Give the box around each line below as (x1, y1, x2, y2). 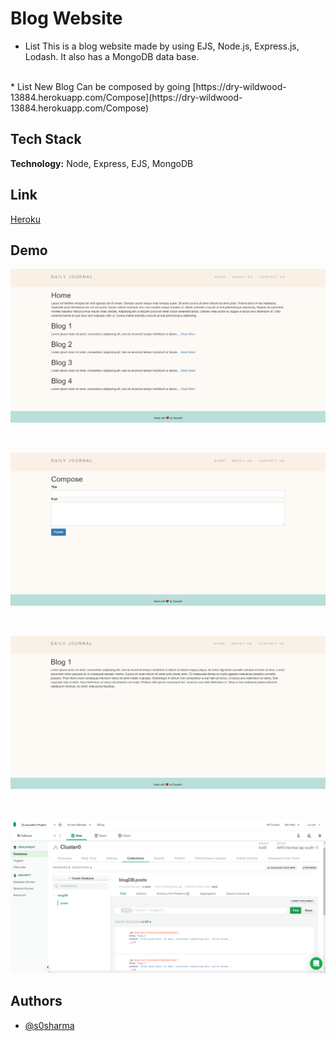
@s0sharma (24, 1019, 75, 1031)
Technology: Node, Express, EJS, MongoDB (10, 157, 194, 169)
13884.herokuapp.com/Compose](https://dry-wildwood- (10, 91, 243, 103)
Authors (10, 993, 63, 1010)
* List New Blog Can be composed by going (10, 80, 191, 92)
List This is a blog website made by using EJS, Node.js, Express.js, (24, 40, 300, 52)
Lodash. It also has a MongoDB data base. (24, 50, 200, 62)
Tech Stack (10, 131, 82, 148)
